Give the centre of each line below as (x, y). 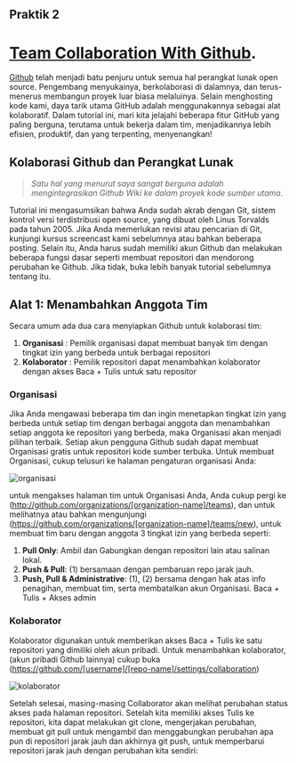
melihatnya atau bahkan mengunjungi (78, 514)
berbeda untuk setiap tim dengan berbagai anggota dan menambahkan (140, 423)
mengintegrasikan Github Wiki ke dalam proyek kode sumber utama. (157, 193)
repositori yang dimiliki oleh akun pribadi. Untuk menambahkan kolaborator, (148, 649)
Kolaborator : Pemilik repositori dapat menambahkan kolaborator (141, 362)
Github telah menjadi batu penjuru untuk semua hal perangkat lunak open (144, 77)
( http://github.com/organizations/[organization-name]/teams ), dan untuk (142, 505)
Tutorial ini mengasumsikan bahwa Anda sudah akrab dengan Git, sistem (142, 210)
